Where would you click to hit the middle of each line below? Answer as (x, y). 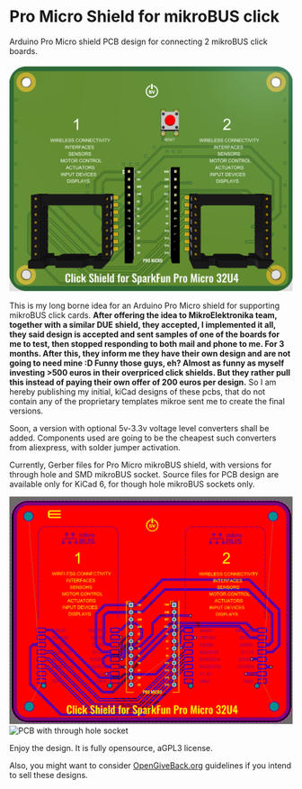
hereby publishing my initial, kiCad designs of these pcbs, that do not (138, 392)
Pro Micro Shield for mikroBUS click (145, 17)
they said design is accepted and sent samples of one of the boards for (145, 334)
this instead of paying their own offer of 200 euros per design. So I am (143, 382)
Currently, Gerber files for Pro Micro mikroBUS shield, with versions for (141, 465)
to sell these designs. (49, 775)
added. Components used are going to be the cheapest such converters (143, 438)
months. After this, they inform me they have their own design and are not (150, 354)
